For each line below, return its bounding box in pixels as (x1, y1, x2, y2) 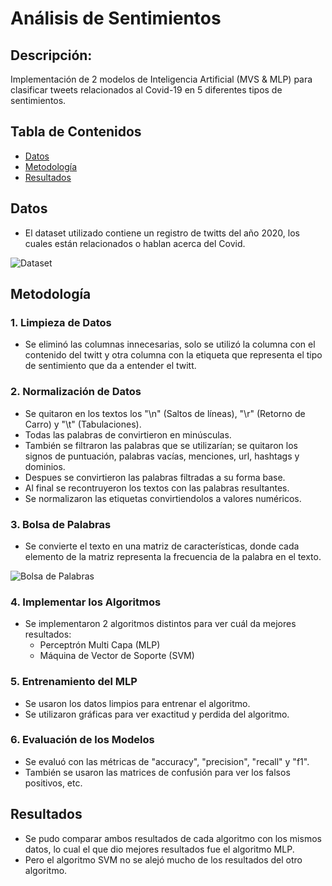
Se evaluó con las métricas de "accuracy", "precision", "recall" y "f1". (24, 755, 310, 767)
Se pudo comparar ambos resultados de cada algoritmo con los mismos (24, 832, 322, 844)
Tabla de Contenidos (10, 123, 142, 141)
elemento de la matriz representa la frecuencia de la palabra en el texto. (24, 550, 322, 562)
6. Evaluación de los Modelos (10, 733, 155, 747)
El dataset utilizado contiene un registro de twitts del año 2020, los (24, 227, 300, 239)
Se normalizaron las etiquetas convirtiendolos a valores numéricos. (24, 492, 302, 504)
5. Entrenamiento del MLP (10, 675, 138, 689)
